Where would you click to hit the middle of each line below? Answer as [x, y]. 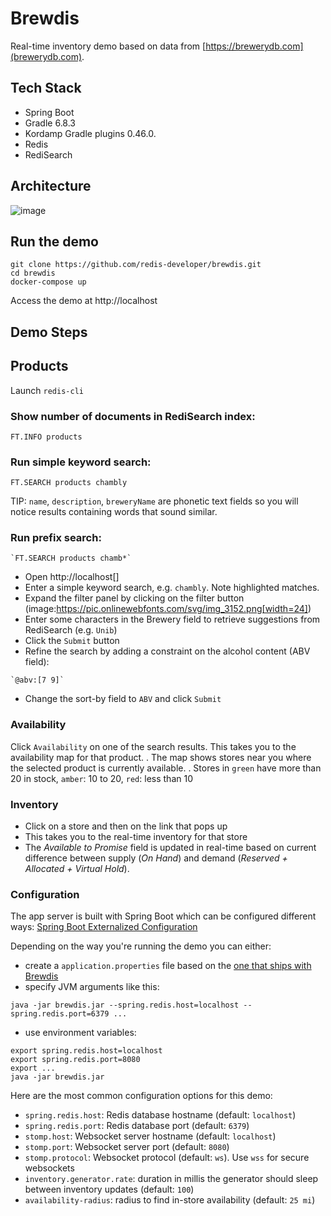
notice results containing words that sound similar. [114, 512]
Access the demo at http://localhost [84, 301]
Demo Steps [49, 332]
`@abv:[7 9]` [37, 680]
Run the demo [55, 241]
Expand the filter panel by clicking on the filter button [134, 598]
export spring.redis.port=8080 [75, 1060]
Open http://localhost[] [72, 577]
